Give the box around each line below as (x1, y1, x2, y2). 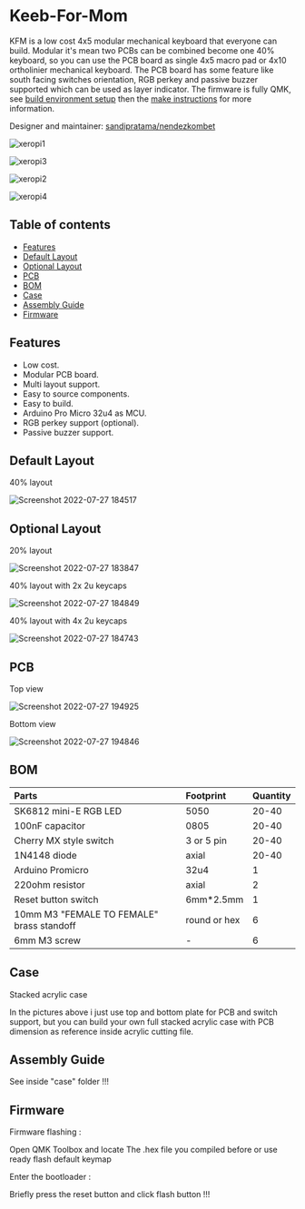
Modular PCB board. (22, 369, 100, 379)
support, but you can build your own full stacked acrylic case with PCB (9, 1016, 275, 1027)
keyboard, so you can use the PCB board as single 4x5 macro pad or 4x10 (9, 54, 288, 65)
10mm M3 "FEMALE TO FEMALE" (14, 908, 159, 920)
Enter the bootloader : (9, 1172, 92, 1183)
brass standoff (14, 919, 76, 931)
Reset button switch (14, 893, 99, 906)
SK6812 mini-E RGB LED (14, 804, 123, 817)
